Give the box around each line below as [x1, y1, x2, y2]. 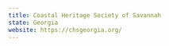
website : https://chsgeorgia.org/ [8, 26, 123, 34]
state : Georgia [8, 19, 59, 27]
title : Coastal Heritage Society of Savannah [8, 11, 161, 19]
